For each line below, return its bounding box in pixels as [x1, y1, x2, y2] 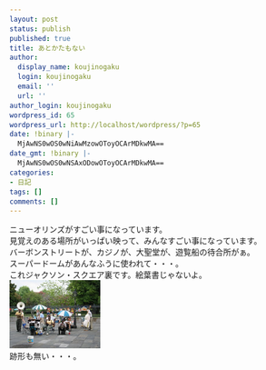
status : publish [9, 24, 71, 34]
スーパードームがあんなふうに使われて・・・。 [9, 258, 184, 269]
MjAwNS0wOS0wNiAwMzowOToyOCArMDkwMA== [17, 139, 165, 149]
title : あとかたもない [9, 44, 86, 53]
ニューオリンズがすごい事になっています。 [9, 224, 168, 235]
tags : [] [9, 187, 43, 196]
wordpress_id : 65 [9, 110, 75, 120]
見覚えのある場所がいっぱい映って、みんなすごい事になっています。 [9, 235, 262, 246]
